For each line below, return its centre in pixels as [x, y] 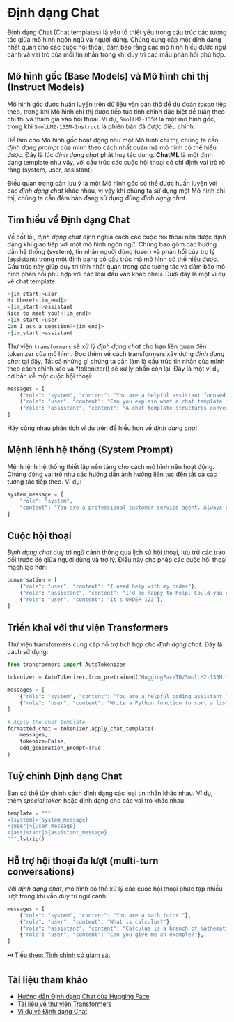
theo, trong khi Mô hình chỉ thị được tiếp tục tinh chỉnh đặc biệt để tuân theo [116, 111]
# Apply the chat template [46, 722]
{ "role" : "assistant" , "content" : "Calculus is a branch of [109, 928]
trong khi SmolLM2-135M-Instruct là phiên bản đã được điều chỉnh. [101, 126]
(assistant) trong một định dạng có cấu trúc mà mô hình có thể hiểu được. [113, 259]
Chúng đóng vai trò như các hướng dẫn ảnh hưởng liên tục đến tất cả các [112, 474]
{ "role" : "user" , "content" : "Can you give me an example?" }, [112, 935]
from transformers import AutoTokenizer [67, 665]
